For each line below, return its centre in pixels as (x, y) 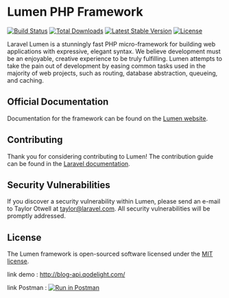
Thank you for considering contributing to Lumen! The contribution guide (110, 156)
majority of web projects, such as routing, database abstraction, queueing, (112, 73)
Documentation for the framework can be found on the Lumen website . (107, 118)
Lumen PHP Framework (75, 12)
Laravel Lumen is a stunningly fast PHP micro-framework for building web (111, 44)
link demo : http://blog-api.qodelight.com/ (66, 275)
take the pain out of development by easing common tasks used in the (106, 66)
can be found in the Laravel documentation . (69, 163)
